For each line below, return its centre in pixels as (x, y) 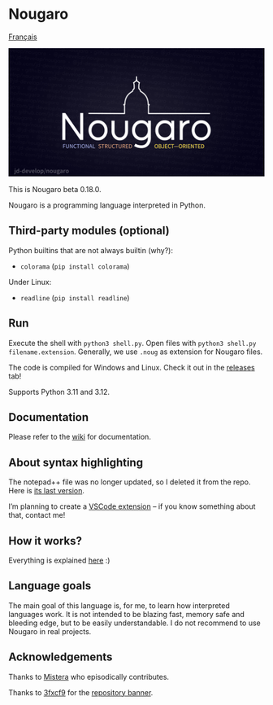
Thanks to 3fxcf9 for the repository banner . (81, 692)
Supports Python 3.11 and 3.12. (59, 392)
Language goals (50, 586)
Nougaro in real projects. (50, 631)
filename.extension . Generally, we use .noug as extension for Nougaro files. (136, 352)
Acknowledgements (61, 657)
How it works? (45, 541)
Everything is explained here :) (59, 560)
